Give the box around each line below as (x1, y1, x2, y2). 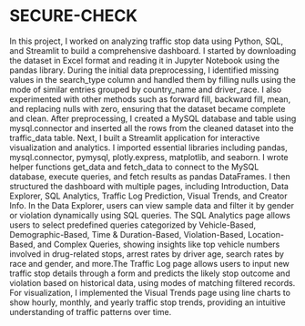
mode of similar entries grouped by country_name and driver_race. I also (9, 84, 282, 95)
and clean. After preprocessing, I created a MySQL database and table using (9, 113, 297, 124)
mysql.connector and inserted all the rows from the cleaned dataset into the (9, 122, 294, 133)
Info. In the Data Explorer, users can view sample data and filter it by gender (9, 199, 294, 210)
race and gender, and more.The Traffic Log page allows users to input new (9, 258, 290, 269)
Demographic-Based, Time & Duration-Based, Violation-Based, (9, 229, 246, 239)
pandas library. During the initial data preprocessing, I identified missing (9, 65, 280, 76)
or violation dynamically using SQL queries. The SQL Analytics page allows (9, 209, 291, 220)
